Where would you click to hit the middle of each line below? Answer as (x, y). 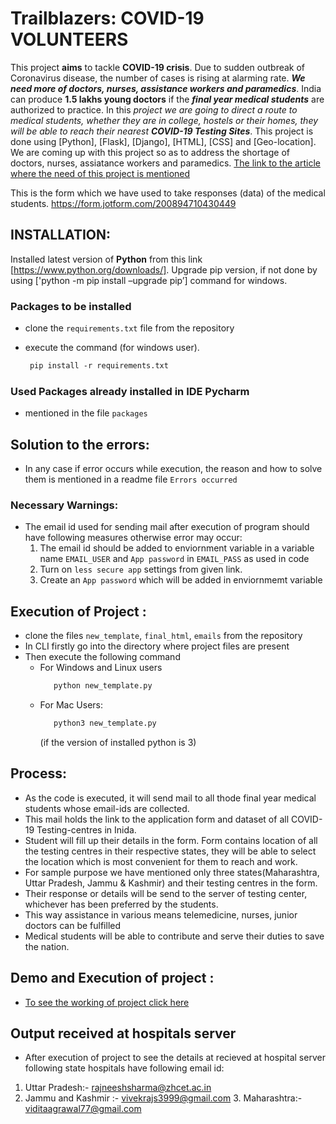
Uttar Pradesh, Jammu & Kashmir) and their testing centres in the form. (171, 883)
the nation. (47, 946)
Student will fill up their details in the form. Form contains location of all (171, 840)
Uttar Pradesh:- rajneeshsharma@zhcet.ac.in (118, 1088)
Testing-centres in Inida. (86, 829)
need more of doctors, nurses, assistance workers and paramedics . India (166, 88)
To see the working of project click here (107, 1002)
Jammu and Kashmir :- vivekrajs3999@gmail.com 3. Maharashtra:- (163, 1098)
